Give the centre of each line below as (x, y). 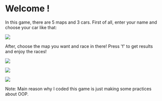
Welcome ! (27, 9)
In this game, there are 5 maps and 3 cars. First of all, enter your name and (81, 22)
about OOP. (17, 94)
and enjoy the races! (26, 51)
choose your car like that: (31, 27)
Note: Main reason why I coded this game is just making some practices (78, 89)
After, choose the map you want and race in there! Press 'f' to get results (79, 46)
